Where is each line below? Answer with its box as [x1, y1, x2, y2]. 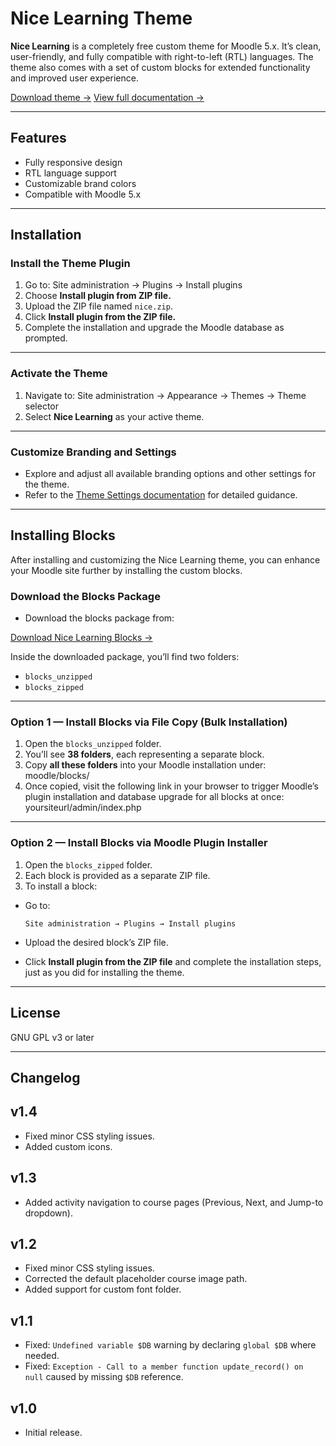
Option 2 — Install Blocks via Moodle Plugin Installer [10, 836, 268, 850]
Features [10, 130, 67, 147]
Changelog [10, 1069, 81, 1086]
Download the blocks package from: [24, 612, 175, 624]
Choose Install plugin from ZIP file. [24, 290, 172, 302]
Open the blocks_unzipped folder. [24, 738, 162, 750]
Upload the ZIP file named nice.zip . [24, 300, 173, 312]
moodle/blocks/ [24, 770, 90, 782]
